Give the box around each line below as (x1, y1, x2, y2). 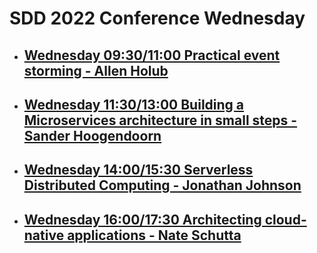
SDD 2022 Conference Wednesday (9, 7, 306, 30)
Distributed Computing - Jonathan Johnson (23, 177, 302, 194)
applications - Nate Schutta (67, 227, 242, 244)
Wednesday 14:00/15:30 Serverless (23, 162, 254, 179)
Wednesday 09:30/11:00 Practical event (23, 47, 281, 64)
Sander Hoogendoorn (23, 127, 162, 144)
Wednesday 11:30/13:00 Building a (23, 96, 245, 113)
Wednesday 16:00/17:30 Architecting (23, 211, 262, 228)
